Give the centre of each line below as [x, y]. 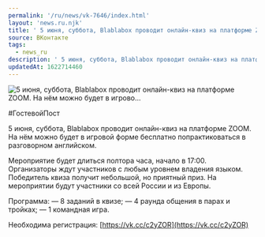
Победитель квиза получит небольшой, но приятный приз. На [112, 177]
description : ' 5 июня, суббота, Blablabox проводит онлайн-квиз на [123, 60]
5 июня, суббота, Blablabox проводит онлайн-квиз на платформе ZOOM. [130, 128]
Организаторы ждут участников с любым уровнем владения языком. [125, 169]
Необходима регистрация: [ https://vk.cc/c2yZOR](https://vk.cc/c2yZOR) [129, 224]
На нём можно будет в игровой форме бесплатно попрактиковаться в [127, 137]
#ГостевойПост [34, 113]
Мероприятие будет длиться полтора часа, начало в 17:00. [108, 160]
